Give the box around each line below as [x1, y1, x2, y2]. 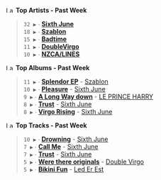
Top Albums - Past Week [15, 64, 90, 72]
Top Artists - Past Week [15, 6, 87, 14]
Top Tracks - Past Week [15, 121, 87, 130]
